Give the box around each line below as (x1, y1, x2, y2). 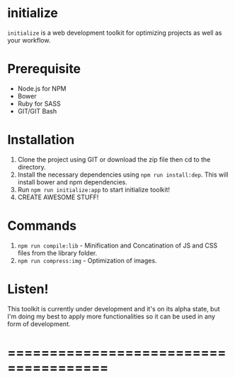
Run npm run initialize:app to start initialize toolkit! (17, 185, 171, 194)
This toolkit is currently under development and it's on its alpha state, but (7, 304, 221, 313)
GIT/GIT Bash (17, 106, 57, 115)
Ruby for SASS (17, 99, 62, 108)
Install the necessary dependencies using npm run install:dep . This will (17, 170, 229, 179)
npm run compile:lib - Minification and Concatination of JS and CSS (17, 241, 218, 250)
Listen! (7, 281, 49, 297)
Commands (7, 218, 77, 233)
